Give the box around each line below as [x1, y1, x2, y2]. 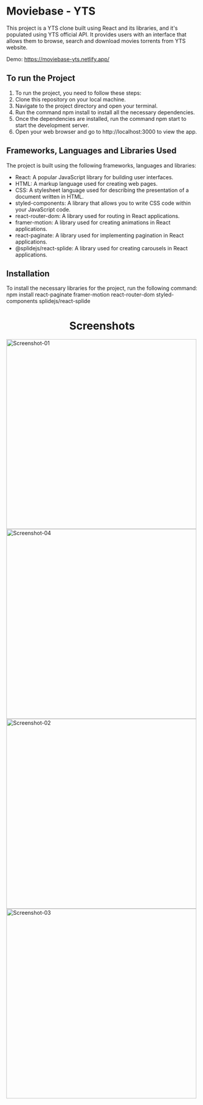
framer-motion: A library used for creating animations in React [15, 219, 171, 226]
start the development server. [15, 121, 89, 129]
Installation [6, 269, 50, 279]
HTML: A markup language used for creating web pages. [15, 180, 158, 187]
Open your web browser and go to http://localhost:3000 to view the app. [15, 128, 198, 135]
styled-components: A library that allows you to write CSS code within [15, 199, 191, 207]
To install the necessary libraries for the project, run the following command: [6, 284, 198, 292]
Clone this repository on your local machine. [15, 95, 126, 103]
